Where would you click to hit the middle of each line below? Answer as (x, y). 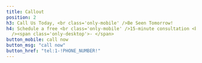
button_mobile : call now (37, 40)
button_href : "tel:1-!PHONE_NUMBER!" (54, 51)
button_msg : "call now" (36, 46)
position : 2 (21, 17)
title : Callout (25, 12)
